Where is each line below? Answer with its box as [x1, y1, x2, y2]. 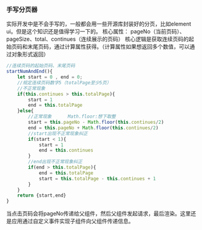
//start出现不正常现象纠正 [28, 130, 88, 137]
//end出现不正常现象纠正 [28, 159, 83, 165]
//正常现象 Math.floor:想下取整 [28, 113, 116, 120]
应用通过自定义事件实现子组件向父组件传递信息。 [11, 217, 134, 225]
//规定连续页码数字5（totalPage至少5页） [17, 79, 112, 86]
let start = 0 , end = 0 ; [17, 74, 83, 80]
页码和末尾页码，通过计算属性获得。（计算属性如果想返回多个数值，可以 [11, 43, 190, 50]
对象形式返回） [11, 50, 49, 58]
